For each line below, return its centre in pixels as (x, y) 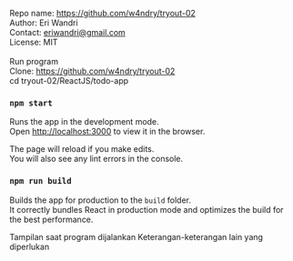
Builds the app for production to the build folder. (101, 200)
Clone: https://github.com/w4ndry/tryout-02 (92, 71)
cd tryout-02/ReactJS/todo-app (69, 80)
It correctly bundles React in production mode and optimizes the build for (146, 209)
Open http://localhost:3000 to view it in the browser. (107, 132)
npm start (31, 103)
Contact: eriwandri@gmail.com (67, 32)
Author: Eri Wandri (44, 23)
